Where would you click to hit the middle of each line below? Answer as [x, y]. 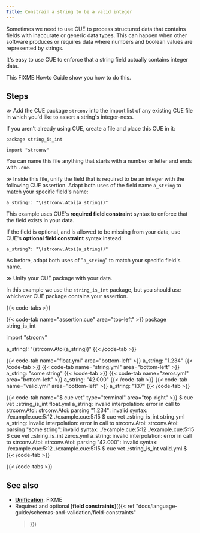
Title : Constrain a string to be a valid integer [69, 12]
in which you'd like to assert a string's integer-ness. [70, 117]
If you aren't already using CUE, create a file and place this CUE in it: [91, 129]
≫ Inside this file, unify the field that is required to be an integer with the [95, 179]
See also [22, 485]
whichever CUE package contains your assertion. [67, 296]
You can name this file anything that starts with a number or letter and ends [99, 161]
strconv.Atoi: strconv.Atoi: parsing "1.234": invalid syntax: [77, 410]
